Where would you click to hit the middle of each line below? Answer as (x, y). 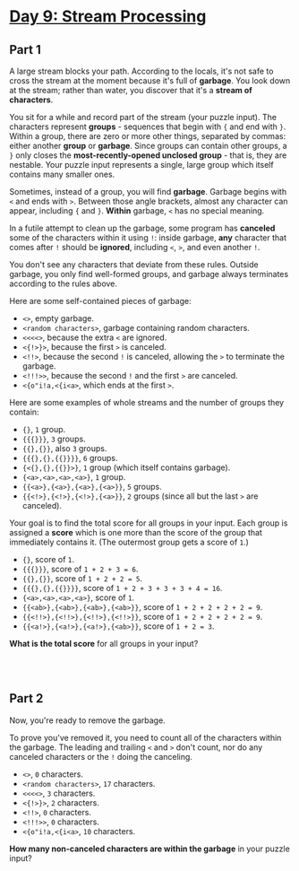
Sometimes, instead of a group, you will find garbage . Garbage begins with (148, 192)
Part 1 (26, 50)
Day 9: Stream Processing (108, 17)
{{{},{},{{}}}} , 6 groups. (70, 458)
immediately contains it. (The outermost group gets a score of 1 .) (129, 542)
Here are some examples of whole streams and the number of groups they (147, 402)
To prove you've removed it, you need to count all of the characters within (145, 737)
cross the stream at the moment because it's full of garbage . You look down (150, 81)
